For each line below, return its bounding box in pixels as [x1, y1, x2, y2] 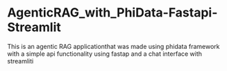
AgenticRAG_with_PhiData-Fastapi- [7, 5, 218, 21]
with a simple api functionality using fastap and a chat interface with [7, 50, 203, 58]
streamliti [7, 57, 34, 65]
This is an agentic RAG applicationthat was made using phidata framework [7, 42, 220, 50]
